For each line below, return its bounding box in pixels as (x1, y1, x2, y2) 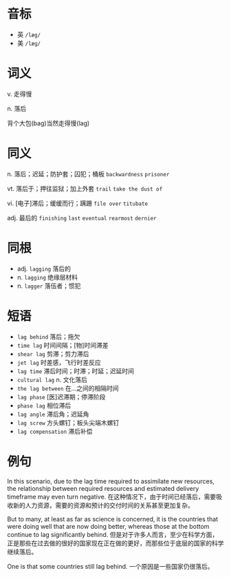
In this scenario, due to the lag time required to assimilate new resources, (7, 476, 215, 485)
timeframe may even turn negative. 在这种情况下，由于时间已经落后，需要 (7, 492, 217, 501)
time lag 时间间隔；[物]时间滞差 (16, 341, 109, 349)
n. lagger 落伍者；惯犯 (16, 282, 81, 290)
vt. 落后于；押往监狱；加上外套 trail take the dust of (7, 184, 163, 193)
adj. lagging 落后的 (16, 264, 71, 273)
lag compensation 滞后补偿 (16, 427, 93, 435)
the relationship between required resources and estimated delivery (7, 484, 199, 492)
